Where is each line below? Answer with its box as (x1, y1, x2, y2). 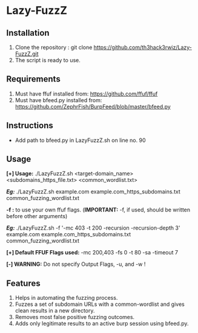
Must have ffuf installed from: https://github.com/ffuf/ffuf (15, 90, 158, 97)
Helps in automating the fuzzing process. (15, 294, 118, 302)
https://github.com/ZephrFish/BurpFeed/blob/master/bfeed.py (15, 103, 171, 110)
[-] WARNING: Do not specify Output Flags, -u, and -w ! (6, 260, 146, 268)
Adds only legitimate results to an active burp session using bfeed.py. (15, 320, 189, 327)
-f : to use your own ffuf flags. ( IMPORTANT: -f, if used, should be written (6, 206, 191, 213)
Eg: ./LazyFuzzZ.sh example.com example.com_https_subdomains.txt (6, 188, 180, 195)
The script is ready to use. (15, 57, 81, 63)
